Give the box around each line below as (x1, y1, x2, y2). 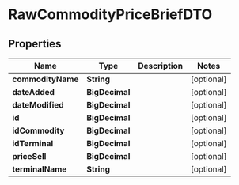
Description (138, 61, 184, 71)
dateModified (12, 100, 65, 110)
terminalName (12, 164, 67, 175)
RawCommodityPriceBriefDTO (8, 6, 213, 24)
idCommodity (12, 125, 65, 136)
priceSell (12, 151, 47, 161)
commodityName (12, 74, 79, 85)
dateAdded (12, 87, 55, 97)
